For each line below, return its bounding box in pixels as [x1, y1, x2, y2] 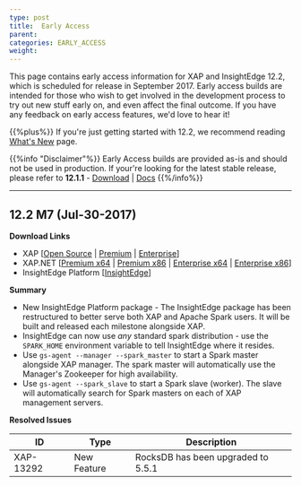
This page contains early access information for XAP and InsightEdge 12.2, [9, 71, 285, 82]
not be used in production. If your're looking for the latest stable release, [9, 163, 277, 174]
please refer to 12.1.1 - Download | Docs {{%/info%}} [9, 172, 203, 184]
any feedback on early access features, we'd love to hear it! [9, 109, 230, 120]
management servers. [21, 396, 104, 408]
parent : [9, 30, 39, 39]
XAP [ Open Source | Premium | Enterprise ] [21, 247, 180, 258]
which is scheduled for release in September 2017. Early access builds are [9, 81, 283, 91]
